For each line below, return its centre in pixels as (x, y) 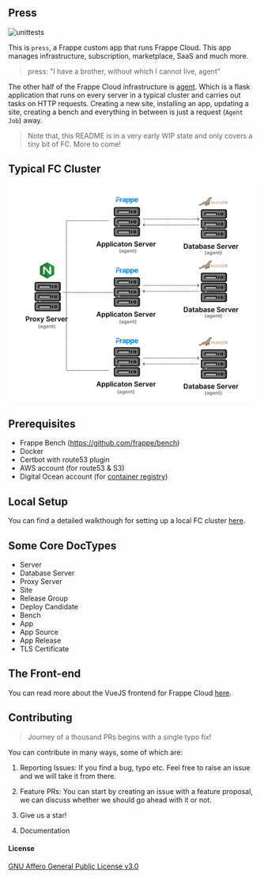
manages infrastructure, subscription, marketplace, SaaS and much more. (128, 55)
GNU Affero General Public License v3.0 (74, 866)
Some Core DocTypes (62, 546)
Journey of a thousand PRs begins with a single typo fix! (119, 737)
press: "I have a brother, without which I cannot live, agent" (124, 71)
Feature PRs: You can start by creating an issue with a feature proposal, (136, 791)
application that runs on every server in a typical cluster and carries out (124, 95)
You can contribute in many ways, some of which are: (96, 752)
